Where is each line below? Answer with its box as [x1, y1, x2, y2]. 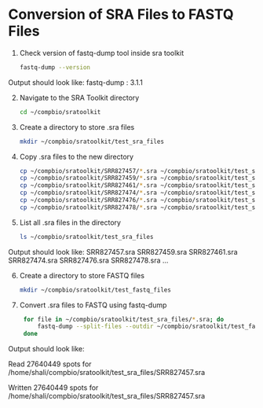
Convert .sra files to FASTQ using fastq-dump [19, 300, 167, 310]
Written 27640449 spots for [8, 383, 99, 392]
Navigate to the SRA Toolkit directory [19, 93, 140, 102]
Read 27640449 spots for [8, 359, 92, 369]
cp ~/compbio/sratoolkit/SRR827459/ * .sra [19, 175, 158, 182]
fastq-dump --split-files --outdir [37, 322, 154, 331]
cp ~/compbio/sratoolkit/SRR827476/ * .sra [19, 197, 158, 204]
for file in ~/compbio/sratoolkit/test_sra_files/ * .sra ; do [23, 315, 225, 323]
